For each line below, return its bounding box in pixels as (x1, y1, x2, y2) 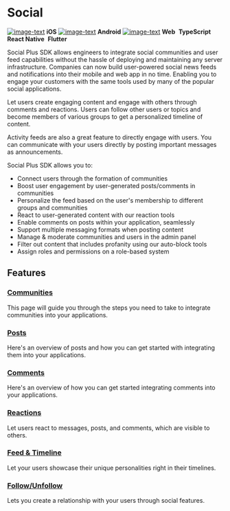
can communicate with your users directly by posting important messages (7, 140, 217, 148)
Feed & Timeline (7, 448, 62, 457)
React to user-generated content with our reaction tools (16, 211, 175, 219)
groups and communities (16, 203, 88, 212)
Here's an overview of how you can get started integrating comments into (7, 383, 216, 392)
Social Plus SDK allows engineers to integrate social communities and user (7, 48, 218, 56)
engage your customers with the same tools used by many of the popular (7, 77, 214, 85)
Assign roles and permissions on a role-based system (16, 247, 170, 255)
